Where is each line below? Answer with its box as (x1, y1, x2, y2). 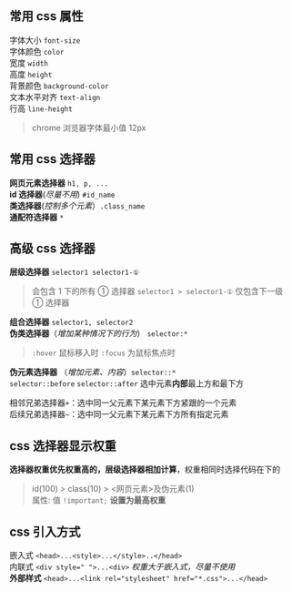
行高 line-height (9, 103, 73, 114)
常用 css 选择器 (9, 151, 96, 167)
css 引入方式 (9, 524, 81, 539)
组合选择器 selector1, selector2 (9, 317, 134, 328)
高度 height (9, 68, 53, 79)
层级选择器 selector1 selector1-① (9, 267, 139, 278)
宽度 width (9, 57, 48, 68)
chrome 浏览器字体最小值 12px (31, 122, 146, 133)
